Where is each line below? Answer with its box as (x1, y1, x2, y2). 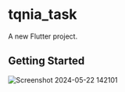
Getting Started (8, 54, 85, 68)
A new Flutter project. (8, 31, 78, 41)
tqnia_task (8, 6, 77, 24)
